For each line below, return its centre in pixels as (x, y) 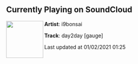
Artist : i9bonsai (63, 24)
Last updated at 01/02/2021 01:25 (85, 47)
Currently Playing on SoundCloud (69, 10)
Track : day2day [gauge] (74, 36)
